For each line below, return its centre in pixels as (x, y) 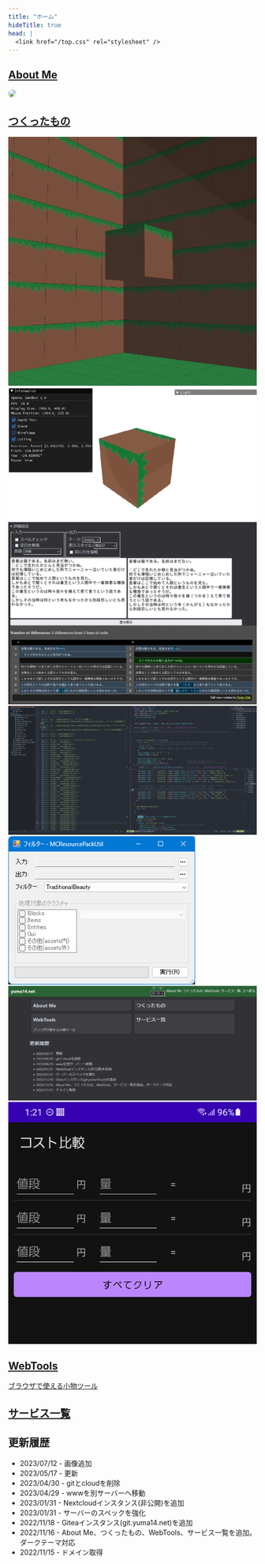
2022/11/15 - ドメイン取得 (62, 1552)
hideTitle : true (35, 25)
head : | (21, 33)
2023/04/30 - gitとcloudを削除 (70, 1483)
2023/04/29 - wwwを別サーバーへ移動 (82, 1493)
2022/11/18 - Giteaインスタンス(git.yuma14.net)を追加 (106, 1522)
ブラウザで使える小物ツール (53, 1386)
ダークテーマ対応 (47, 1542)
